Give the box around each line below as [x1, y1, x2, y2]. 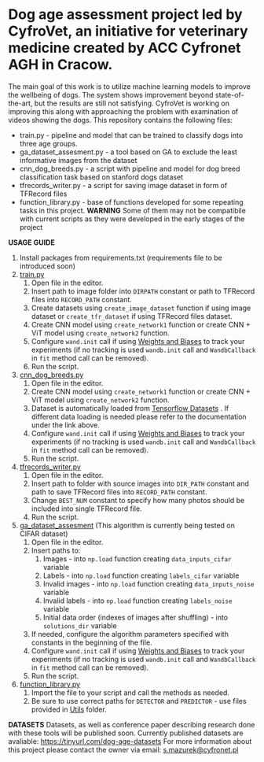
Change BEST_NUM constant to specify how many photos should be [31, 495, 245, 505]
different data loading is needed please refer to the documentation [31, 412, 247, 421]
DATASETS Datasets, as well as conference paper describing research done [8, 719, 255, 729]
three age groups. [19, 139, 78, 148]
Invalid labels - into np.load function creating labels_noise [42, 596, 233, 605]
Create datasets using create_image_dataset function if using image [31, 303, 251, 313]
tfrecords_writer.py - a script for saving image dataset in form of [19, 180, 228, 190]
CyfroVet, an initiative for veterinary [8, 22, 249, 40]
